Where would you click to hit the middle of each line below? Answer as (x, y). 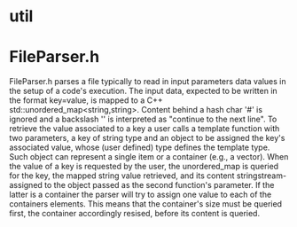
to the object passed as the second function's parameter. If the (159, 185)
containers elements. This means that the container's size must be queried (145, 204)
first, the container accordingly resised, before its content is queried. (134, 214)
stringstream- (261, 176)
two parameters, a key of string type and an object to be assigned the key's (147, 138)
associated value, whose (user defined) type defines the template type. (140, 147)
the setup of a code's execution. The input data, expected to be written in (143, 91)
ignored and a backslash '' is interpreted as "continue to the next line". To (143, 119)
